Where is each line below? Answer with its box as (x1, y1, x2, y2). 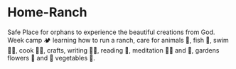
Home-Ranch (7, 4, 87, 21)
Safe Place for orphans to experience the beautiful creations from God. (7, 28, 215, 36)
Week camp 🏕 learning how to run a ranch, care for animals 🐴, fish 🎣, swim (7, 36, 229, 44)
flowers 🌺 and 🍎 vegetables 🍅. (7, 53, 96, 62)
